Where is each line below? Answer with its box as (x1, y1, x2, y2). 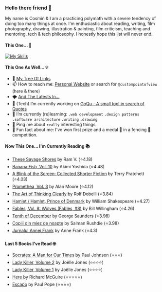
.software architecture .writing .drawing (12, 117, 98, 122)
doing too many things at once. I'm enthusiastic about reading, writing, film (5, 21, 155, 26)
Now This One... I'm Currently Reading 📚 (5, 143, 90, 149)
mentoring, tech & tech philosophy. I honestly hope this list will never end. (5, 31, 153, 37)
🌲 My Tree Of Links (12, 75, 51, 81)
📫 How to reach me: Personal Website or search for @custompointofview (12, 81, 157, 87)
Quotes (12, 106, 27, 112)
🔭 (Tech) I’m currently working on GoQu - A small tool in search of (12, 100, 144, 107)
